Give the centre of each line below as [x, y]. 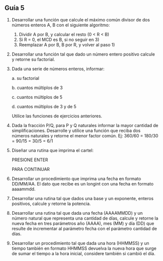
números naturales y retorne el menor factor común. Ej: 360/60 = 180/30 [85, 135]
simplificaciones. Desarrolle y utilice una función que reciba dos [76, 130]
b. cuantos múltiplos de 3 [37, 88]
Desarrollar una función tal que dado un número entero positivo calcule [83, 54]
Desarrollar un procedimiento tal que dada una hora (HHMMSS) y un [80, 243]
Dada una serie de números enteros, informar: [58, 69]
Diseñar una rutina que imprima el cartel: [52, 150]
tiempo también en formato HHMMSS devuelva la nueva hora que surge [84, 248]
